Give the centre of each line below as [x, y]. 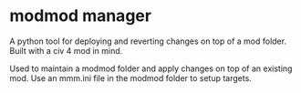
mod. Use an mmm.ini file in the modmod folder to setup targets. [131, 77]
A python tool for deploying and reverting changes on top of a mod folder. [148, 41]
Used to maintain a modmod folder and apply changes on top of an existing [151, 68]
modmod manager [81, 16]
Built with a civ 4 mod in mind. [66, 50]
